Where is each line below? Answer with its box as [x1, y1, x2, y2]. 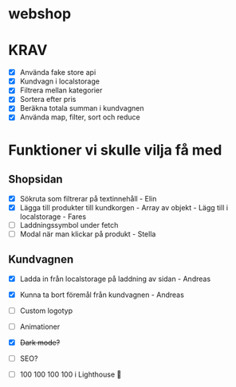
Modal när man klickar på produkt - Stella [19, 229, 156, 239]
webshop [8, 5, 72, 23]
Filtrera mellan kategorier [19, 85, 103, 96]
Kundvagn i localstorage [19, 76, 100, 86]
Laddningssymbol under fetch [19, 220, 119, 229]
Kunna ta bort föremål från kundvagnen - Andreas [19, 290, 185, 299]
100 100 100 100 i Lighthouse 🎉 [19, 369, 122, 379]
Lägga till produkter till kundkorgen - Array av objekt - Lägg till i [19, 202, 229, 212]
